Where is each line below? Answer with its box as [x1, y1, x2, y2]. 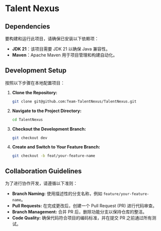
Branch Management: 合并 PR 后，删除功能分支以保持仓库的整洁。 [12, 209, 147, 215]
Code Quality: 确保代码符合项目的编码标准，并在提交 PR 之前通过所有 [12, 215, 152, 221]
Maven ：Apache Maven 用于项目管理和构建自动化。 [12, 52, 118, 58]
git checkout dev [12, 135, 48, 140]
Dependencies [5, 22, 50, 31]
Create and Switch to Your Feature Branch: [12, 144, 101, 150]
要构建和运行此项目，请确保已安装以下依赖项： [5, 36, 99, 41]
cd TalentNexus [12, 117, 43, 122]
